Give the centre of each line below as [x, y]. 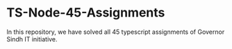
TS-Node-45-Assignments [86, 13]
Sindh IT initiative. [32, 39]
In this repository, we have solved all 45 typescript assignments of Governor [116, 32]
